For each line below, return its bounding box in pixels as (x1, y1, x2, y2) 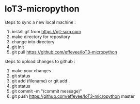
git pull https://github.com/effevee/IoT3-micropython (11, 49, 117, 55)
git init (11, 44, 24, 50)
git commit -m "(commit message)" (11, 88, 82, 94)
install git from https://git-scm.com (11, 28, 81, 34)
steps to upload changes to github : (4, 58, 76, 64)
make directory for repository (11, 34, 71, 39)
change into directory (11, 39, 55, 44)
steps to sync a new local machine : (4, 19, 76, 25)
